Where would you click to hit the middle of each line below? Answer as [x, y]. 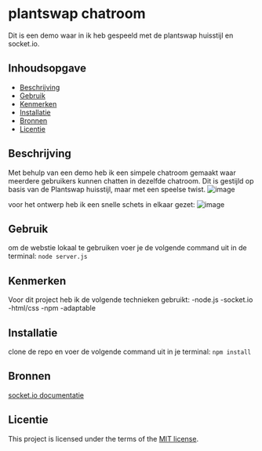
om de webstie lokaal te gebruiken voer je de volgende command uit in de [127, 248]
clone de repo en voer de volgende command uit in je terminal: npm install [130, 351]
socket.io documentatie [46, 395]
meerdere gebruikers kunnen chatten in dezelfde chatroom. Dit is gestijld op [131, 180]
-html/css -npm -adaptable [52, 308]
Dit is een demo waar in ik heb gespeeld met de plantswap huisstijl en [121, 35]
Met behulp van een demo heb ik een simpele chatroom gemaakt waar [122, 173]
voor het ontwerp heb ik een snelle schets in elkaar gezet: [102, 204]
